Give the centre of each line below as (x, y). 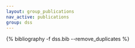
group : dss (19, 22)
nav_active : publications (37, 17)
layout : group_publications (40, 11)
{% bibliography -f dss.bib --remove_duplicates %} (68, 39)
